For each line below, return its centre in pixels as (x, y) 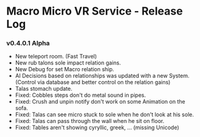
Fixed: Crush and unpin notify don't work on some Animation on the (100, 102)
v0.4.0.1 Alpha (28, 43)
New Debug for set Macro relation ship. (65, 69)
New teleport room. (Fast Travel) (56, 57)
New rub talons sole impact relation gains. (68, 63)
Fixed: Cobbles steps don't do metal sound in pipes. (80, 95)
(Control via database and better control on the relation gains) (93, 82)
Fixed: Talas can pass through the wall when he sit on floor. (90, 121)
